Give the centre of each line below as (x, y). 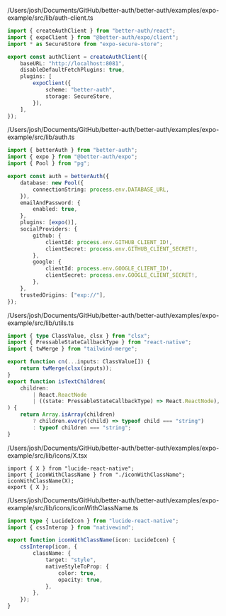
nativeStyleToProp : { (77, 566)
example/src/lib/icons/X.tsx (47, 455)
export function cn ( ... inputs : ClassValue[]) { (79, 362)
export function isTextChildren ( (57, 381)
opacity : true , (80, 580)
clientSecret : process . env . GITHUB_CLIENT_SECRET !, (122, 249)
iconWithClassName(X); (41, 481)
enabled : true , (55, 209)
